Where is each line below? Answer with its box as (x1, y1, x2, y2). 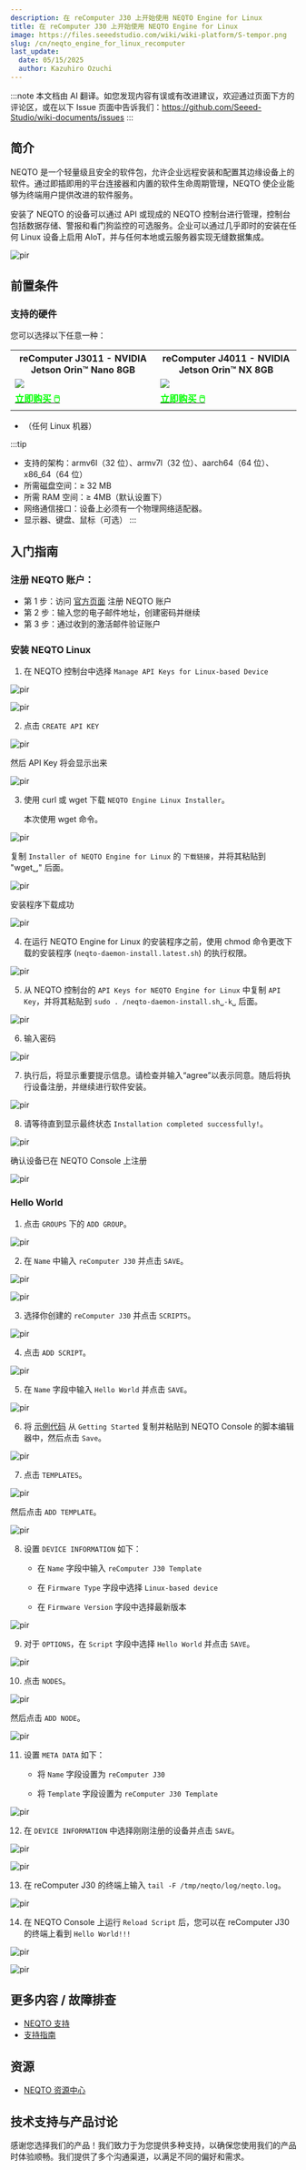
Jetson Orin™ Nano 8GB (31, 363, 135, 376)
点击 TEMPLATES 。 (23, 1469, 87, 1480)
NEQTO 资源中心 (23, 2084, 86, 2095)
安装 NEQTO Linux (10, 643, 92, 656)
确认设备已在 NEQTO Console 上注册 (10, 1156, 148, 1167)
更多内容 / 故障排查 (10, 1992, 117, 2008)
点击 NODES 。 (23, 1675, 71, 1686)
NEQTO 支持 (23, 2018, 71, 2029)
